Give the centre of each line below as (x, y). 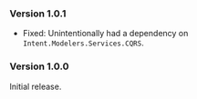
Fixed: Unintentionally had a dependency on (105, 34)
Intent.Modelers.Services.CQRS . (83, 43)
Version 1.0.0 (39, 66)
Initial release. (36, 86)
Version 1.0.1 (38, 14)
